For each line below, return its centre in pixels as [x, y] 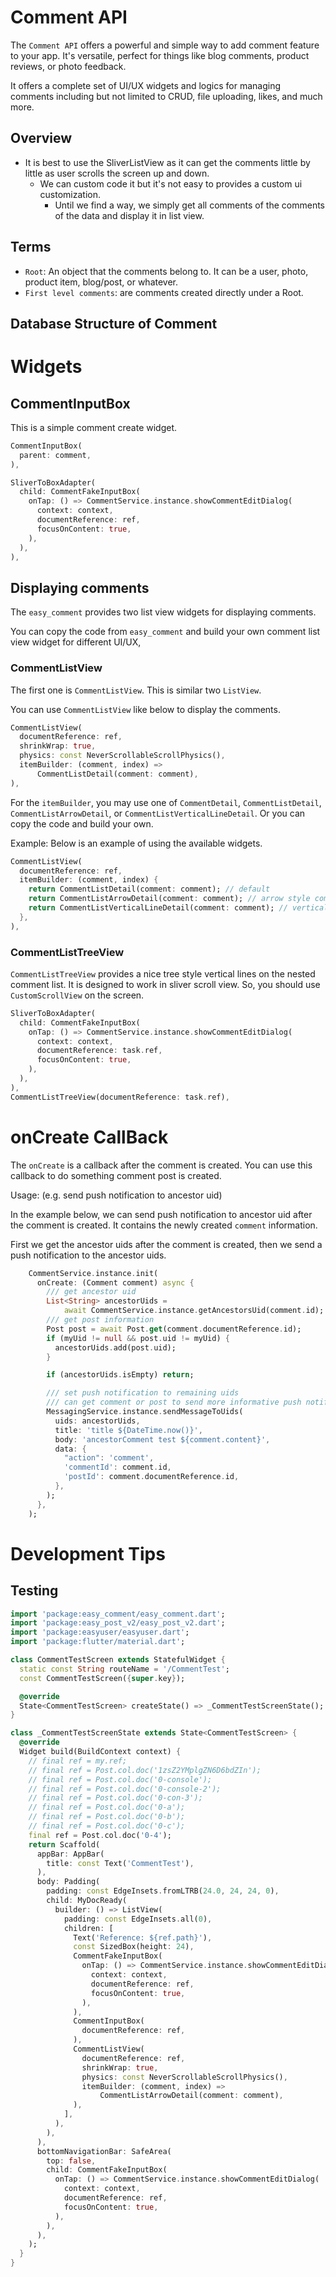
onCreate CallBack [89, 1137]
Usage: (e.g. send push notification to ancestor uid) [116, 1195]
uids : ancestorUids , [97, 1421]
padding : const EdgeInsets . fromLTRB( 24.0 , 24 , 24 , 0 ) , [163, 1891]
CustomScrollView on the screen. [77, 995]
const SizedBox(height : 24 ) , [134, 1947]
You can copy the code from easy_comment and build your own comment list [165, 632]
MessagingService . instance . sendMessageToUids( [145, 1412]
